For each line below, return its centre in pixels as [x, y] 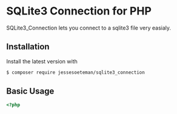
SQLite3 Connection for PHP [79, 11]
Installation [28, 47]
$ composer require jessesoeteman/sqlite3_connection [76, 72]
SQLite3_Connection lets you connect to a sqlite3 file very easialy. [89, 28]
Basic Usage [30, 91]
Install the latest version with [42, 61]
